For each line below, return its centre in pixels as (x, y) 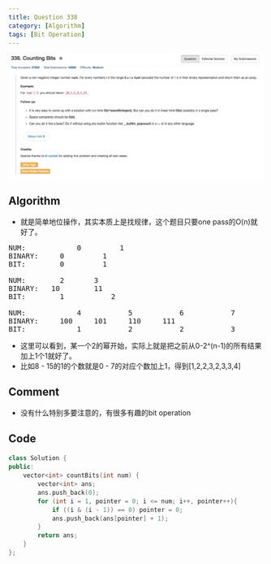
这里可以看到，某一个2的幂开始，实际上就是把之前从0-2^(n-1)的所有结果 (141, 345)
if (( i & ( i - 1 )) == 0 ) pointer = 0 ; (117, 510)
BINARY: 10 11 (56, 288)
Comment (34, 392)
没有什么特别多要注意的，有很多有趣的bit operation (105, 412)
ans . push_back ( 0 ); (69, 492)
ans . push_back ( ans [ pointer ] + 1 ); (110, 518)
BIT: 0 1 (58, 264)
